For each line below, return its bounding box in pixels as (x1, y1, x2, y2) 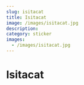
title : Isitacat (6, 14, 46, 20)
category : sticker (6, 31, 52, 37)
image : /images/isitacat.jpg (6, 20, 79, 26)
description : (6, 25, 39, 32)
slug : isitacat (6, 8, 44, 15)
